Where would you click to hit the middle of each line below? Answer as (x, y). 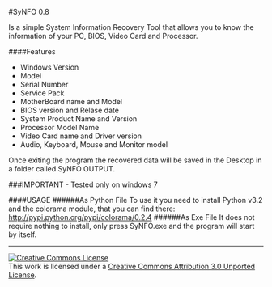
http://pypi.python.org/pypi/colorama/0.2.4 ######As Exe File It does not (132, 217)
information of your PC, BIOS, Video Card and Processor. (103, 36)
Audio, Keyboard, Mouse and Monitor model (94, 144)
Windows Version (49, 67)
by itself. (23, 234)
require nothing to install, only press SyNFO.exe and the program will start (132, 226)
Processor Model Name (59, 127)
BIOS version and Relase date (70, 110)
